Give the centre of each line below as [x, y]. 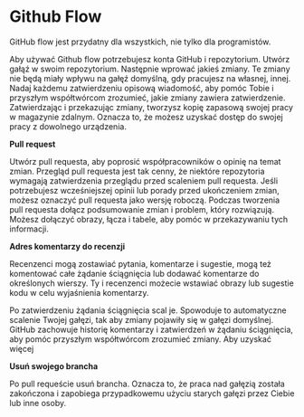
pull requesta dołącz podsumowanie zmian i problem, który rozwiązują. [142, 209]
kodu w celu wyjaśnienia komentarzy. [79, 292]
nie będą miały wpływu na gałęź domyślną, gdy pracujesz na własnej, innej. [150, 78]
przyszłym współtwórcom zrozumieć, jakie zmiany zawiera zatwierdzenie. [148, 98]
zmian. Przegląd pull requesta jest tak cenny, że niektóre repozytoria [137, 171]
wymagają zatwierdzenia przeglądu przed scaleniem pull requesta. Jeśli [144, 180]
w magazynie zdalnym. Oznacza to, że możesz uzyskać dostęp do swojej [146, 117]
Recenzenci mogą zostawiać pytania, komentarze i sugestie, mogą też [140, 263]
